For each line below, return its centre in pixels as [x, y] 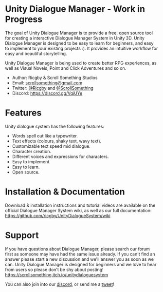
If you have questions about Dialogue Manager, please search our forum [77, 249]
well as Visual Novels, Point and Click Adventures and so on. [66, 68]
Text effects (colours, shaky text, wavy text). [57, 141]
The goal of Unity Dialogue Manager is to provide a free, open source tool [79, 33]
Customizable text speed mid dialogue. [51, 146]
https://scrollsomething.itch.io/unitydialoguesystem [56, 274]
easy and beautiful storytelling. [36, 53]
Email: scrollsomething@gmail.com [47, 83]
